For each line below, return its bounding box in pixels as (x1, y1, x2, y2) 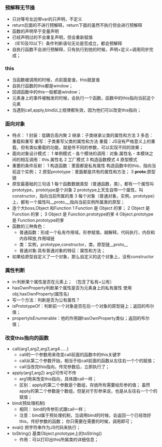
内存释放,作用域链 (19, 235, 55, 241)
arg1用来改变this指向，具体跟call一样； (19, 376, 97, 382)
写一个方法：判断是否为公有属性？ (12, 297, 80, 303)
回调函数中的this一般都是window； (12, 89, 82, 95)
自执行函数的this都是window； (12, 83, 74, 88)
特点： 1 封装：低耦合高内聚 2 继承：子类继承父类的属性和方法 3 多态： (12, 132, 154, 138)
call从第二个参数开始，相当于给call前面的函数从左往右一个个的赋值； (19, 358, 156, 364)
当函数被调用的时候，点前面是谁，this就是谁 (12, 77, 100, 83)
